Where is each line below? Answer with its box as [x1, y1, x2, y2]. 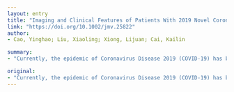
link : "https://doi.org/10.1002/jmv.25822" [7, 23, 136, 30]
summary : [7, 49, 33, 56]
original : [7, 68, 36, 75]
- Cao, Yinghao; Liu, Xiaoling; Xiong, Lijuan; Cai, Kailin [7, 36, 186, 43]
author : [7, 29, 30, 37]
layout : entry [7, 10, 49, 17]
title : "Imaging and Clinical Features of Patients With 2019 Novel [7, 17, 210, 24]
